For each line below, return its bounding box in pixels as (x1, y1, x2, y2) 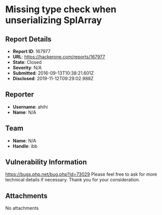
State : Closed (12, 59, 42, 65)
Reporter (5, 90, 34, 99)
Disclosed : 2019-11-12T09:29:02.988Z (12, 76, 94, 81)
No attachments (5, 205, 39, 211)
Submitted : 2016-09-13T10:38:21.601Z (12, 70, 94, 76)
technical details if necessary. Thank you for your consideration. (5, 177, 140, 183)
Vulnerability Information (5, 158, 87, 166)
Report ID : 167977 (12, 49, 51, 54)
